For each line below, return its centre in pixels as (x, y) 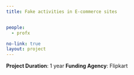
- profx (21, 33)
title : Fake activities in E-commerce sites (62, 12)
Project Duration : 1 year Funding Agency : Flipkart (67, 66)
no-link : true (24, 44)
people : (16, 27)
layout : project (26, 49)
